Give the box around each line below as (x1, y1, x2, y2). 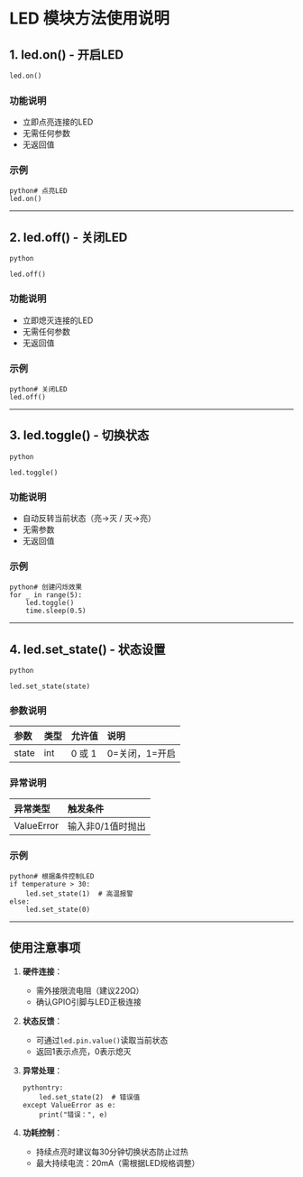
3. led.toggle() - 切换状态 (9, 428, 150, 443)
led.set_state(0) (25, 905, 91, 914)
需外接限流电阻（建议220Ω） (35, 985, 144, 996)
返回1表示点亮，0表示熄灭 (35, 1045, 133, 1056)
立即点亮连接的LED (22, 116, 94, 127)
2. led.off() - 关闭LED (9, 229, 128, 244)
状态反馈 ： (22, 1016, 63, 1026)
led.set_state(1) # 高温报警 (25, 889, 133, 898)
